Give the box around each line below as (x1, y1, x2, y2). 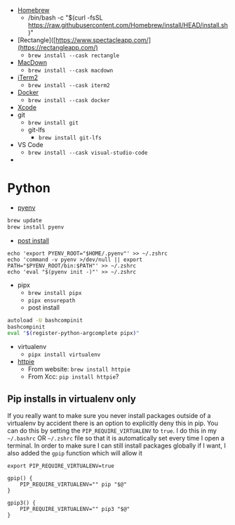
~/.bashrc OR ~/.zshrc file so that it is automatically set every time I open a (7, 434, 224, 443)
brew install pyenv (7, 223, 65, 231)
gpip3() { (7, 500, 36, 507)
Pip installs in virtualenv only (7, 393, 137, 405)
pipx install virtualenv (27, 351, 101, 358)
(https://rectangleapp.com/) (17, 44, 98, 51)
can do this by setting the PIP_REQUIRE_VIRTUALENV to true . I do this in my (7, 426, 217, 435)
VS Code (17, 141, 43, 148)
